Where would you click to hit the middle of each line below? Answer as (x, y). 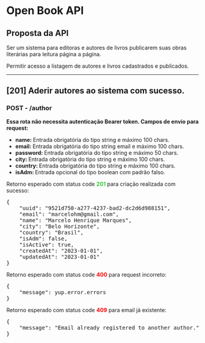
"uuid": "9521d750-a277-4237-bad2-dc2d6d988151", (95, 208)
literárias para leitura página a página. (54, 54)
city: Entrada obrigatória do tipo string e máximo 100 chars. (90, 159)
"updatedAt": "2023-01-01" (59, 257)
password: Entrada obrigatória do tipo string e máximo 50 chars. (97, 152)
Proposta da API (38, 33)
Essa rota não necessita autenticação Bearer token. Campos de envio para (103, 121)
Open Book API (45, 11)
